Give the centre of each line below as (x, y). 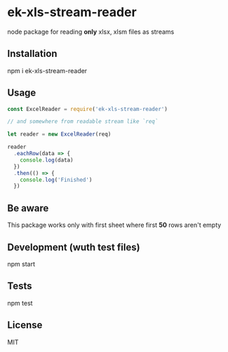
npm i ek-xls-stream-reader (47, 70)
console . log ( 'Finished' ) (56, 180)
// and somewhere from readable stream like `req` (83, 122)
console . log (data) (47, 160)
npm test (20, 303)
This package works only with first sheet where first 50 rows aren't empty (114, 225)
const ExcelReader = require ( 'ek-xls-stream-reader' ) (88, 109)
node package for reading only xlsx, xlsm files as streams (91, 32)
